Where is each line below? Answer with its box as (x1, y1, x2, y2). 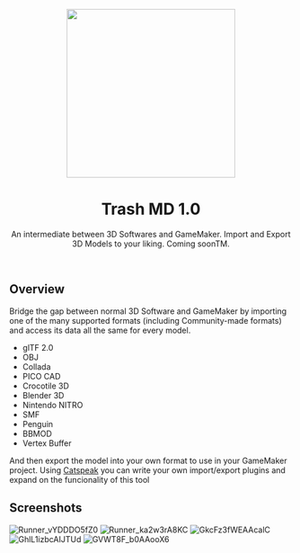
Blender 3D (22, 389, 65, 400)
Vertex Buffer (22, 437, 72, 449)
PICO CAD (22, 370, 61, 381)
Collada (22, 361, 51, 372)
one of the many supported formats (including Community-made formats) (9, 315, 283, 326)
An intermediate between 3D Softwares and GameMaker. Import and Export (11, 228, 291, 239)
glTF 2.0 (22, 342, 54, 352)
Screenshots (9, 500, 83, 516)
